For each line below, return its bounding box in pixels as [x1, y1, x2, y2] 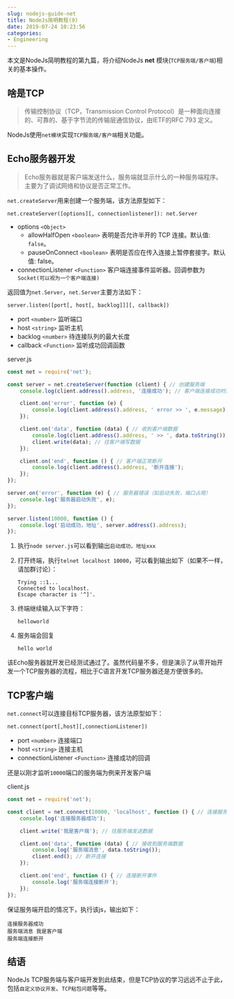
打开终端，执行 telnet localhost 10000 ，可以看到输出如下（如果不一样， [17, 556, 227, 565]
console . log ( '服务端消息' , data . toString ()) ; [32, 846, 162, 854]
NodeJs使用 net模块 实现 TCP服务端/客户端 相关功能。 [7, 130, 148, 139]
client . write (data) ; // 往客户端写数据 [32, 439, 141, 445]
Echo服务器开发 [7, 153, 76, 165]
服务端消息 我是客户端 [7, 928, 63, 935]
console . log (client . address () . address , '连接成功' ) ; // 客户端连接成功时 [19, 388, 226, 395]
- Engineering [7, 36, 49, 43]
